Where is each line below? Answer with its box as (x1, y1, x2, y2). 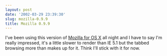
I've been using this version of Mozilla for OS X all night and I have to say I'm (5, 35, 163, 41)
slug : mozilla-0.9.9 (5, 16, 48, 21)
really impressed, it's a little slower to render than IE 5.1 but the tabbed (5, 40, 150, 46)
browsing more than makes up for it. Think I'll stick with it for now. (5, 45, 141, 51)
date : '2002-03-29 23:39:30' (5, 12, 66, 17)
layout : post (5, 7, 32, 12)
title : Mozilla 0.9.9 (5, 21, 50, 26)
